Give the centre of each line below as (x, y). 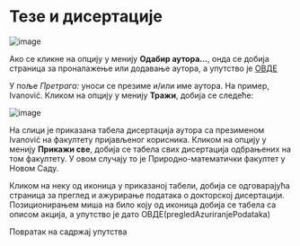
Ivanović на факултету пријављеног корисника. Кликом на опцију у (138, 139)
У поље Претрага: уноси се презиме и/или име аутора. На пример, (139, 85)
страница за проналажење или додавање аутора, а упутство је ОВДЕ (144, 68)
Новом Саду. (34, 168)
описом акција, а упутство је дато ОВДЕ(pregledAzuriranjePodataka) (140, 214)
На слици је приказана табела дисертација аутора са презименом (137, 130)
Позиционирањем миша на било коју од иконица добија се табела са (143, 205)
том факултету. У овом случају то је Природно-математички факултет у (147, 158)
